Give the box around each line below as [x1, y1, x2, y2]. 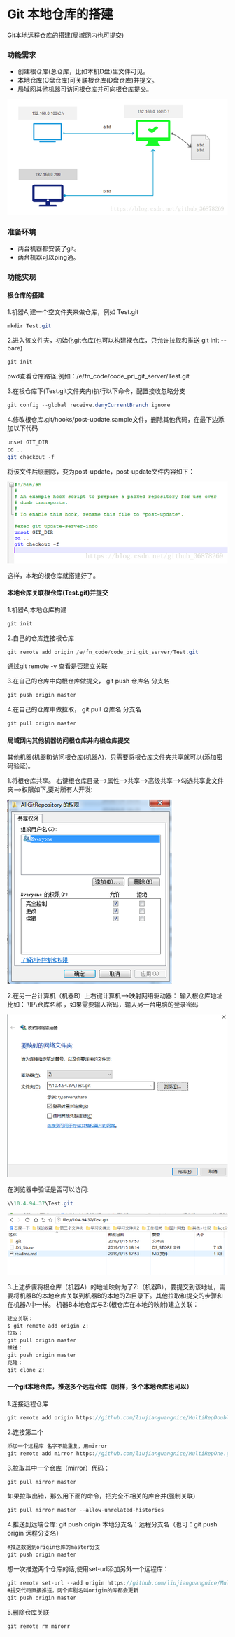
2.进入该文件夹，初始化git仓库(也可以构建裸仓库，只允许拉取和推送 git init [7, 336, 220, 345]
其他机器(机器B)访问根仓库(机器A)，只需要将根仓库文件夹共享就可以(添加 [7, 753, 217, 761]
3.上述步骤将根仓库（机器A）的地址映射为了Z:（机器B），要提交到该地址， [7, 1282, 220, 1291]
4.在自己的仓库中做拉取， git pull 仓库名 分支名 [7, 705, 142, 714]
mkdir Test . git [7, 323, 52, 329]
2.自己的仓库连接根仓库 [7, 634, 75, 642]
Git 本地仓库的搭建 [7, 6, 113, 22]
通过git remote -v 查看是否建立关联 [7, 662, 108, 670]
